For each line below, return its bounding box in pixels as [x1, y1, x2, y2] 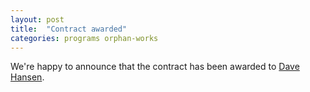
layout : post [10, 14, 65, 25]
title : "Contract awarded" [10, 24, 128, 34]
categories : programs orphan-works [10, 33, 159, 43]
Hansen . [10, 71, 45, 83]
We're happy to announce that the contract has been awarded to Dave [10, 61, 300, 73]
